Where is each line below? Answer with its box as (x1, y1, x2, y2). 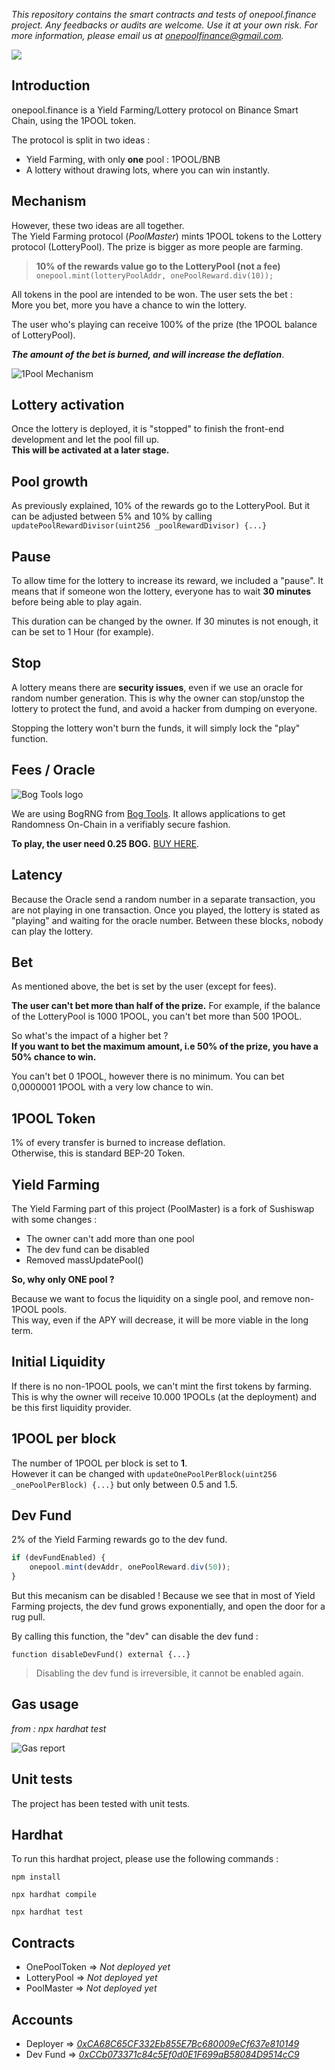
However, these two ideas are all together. (11, 219, 185, 231)
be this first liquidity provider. (11, 1401, 132, 1413)
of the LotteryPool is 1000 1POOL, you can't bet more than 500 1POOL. (11, 1010, 303, 1023)
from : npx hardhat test (11, 1722, 107, 1734)
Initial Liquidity (11, 1354, 106, 1371)
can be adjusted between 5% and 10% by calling (11, 510, 213, 523)
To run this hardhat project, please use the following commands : (11, 1853, 279, 1865)
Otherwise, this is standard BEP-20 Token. (11, 1147, 186, 1159)
